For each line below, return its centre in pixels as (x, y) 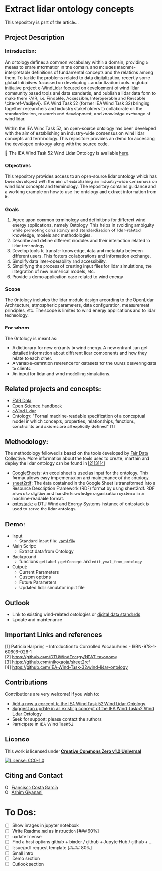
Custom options (35, 577)
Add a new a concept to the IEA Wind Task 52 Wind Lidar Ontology (79, 703)
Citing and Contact (34, 776)
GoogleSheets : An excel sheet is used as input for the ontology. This (80, 473)
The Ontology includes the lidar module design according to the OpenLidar (79, 300)
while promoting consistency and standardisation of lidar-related (76, 230)
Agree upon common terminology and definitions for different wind (79, 220)
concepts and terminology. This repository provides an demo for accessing (80, 138)
